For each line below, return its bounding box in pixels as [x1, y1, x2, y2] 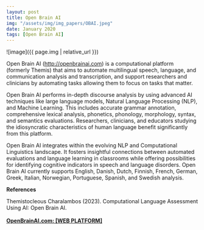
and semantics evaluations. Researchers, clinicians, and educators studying [6, 117, 197, 125]
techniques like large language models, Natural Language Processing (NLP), [6, 98, 198, 105]
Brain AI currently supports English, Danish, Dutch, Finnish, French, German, [6, 168, 198, 175]
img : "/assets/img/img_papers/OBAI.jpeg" [6, 20, 113, 26]
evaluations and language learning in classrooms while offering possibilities [6, 155, 196, 162]
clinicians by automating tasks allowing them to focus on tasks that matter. [6, 80, 193, 87]
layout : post [6, 9, 40, 15]
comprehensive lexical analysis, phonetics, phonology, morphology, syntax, [6, 111, 196, 118]
